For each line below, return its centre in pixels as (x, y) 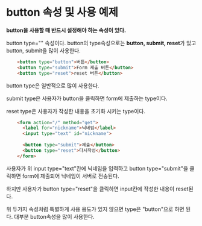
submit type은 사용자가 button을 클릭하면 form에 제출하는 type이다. (87, 98)
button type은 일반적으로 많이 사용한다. (53, 86)
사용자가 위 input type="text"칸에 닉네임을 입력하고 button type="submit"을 (97, 168)
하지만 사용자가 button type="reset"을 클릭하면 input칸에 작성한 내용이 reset (97, 189)
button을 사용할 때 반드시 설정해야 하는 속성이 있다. (66, 30)
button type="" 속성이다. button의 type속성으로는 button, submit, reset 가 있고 (101, 43)
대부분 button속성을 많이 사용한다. (54, 216)
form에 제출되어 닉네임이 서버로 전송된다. (71, 176)
